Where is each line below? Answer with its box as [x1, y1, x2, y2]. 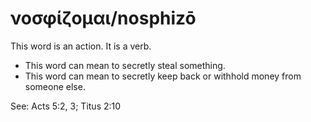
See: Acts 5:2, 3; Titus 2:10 [10, 100, 122, 112]
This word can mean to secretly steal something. [24, 59, 226, 71]
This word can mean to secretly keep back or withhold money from [24, 70, 302, 82]
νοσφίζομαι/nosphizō [10, 7, 197, 30]
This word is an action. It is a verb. [10, 40, 152, 52]
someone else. [24, 80, 86, 92]
